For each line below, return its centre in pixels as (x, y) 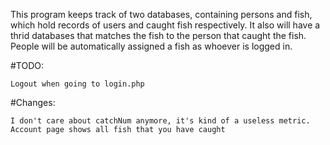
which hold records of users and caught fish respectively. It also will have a (165, 25)
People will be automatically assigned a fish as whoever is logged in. (151, 46)
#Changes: (33, 102)
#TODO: (27, 65)
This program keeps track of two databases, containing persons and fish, (161, 14)
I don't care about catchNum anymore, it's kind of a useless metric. (160, 121)
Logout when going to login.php (77, 84)
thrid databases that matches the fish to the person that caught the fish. (158, 35)
